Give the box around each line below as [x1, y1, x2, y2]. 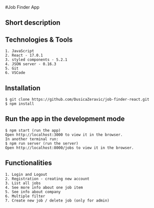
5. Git [5, 66, 19, 71]
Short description [5, 18, 61, 27]
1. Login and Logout [5, 172, 48, 177]
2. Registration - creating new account [5, 176, 90, 181]
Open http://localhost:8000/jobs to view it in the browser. [5, 145, 134, 150]
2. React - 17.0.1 [5, 53, 43, 58]
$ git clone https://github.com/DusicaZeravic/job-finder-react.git [5, 97, 150, 102]
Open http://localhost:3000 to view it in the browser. [5, 132, 123, 137]
